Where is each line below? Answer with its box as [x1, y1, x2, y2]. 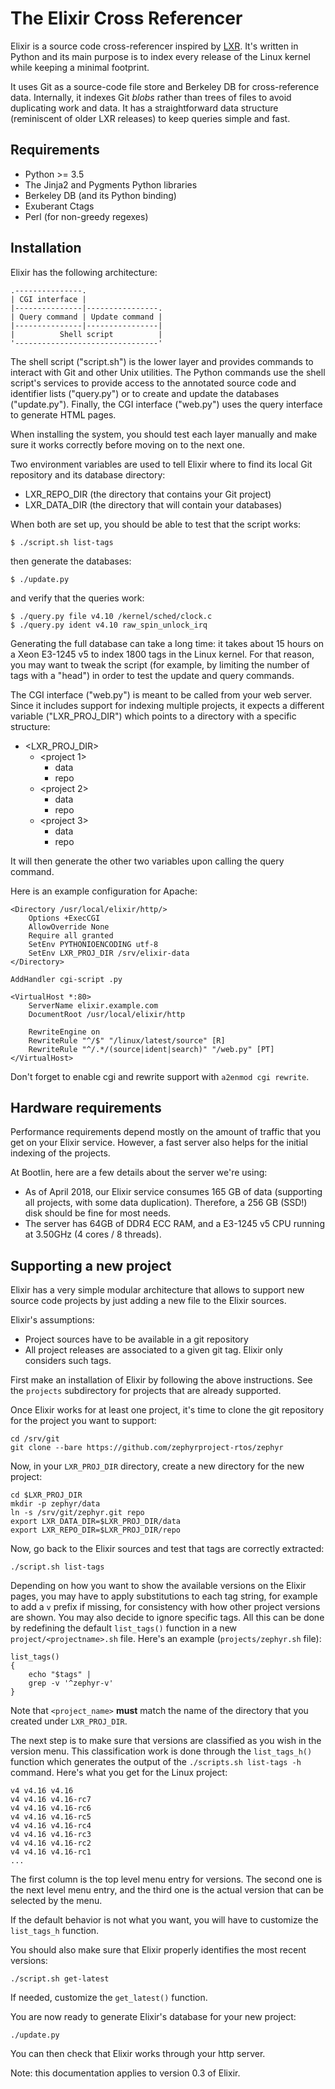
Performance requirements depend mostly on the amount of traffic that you [10, 1126, 321, 1138]
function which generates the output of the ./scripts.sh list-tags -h [10, 1756, 302, 1768]
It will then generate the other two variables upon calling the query [10, 855, 285, 867]
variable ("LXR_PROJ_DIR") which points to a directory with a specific [10, 710, 297, 722]
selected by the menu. [10, 1895, 103, 1907]
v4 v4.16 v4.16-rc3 [10, 1830, 92, 1840]
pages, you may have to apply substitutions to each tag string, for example [10, 1590, 318, 1602]
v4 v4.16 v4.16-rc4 [10, 1821, 92, 1831]
